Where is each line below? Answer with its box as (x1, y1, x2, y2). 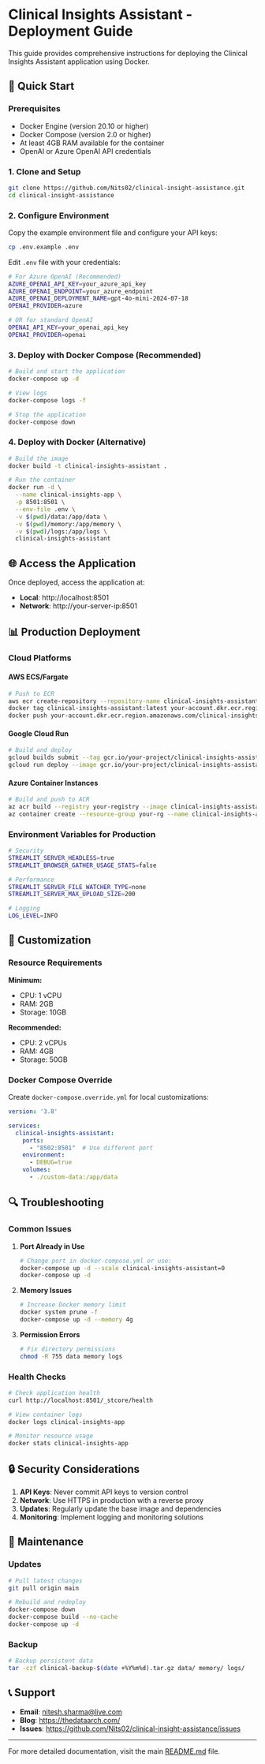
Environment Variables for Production (8, 828, 156, 839)
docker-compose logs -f (8, 396, 87, 404)
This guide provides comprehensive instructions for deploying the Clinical (8, 48, 248, 58)
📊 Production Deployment (8, 625, 140, 638)
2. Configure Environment (8, 210, 110, 221)
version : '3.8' (8, 1108, 58, 1116)
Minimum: (8, 975, 43, 985)
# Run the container (8, 476, 77, 484)
